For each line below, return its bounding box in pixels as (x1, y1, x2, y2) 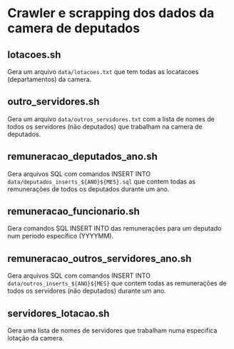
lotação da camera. (7, 334, 64, 343)
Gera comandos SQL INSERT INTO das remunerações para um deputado (7, 224, 222, 233)
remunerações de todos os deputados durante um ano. (7, 184, 170, 193)
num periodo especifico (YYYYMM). (7, 232, 114, 241)
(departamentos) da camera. (7, 75, 92, 84)
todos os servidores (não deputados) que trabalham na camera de (7, 122, 203, 131)
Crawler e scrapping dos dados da (7, 5, 215, 21)
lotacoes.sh (7, 49, 61, 61)
